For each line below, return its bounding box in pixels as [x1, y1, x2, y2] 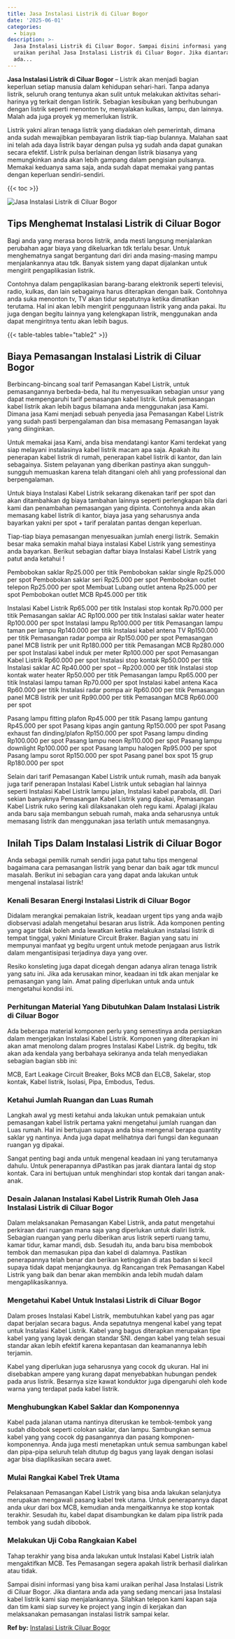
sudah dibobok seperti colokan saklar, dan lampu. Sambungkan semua [7, 1425, 211, 1433]
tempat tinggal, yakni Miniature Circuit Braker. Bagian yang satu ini [7, 934, 199, 942]
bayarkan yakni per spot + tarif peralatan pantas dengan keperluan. [7, 519, 202, 527]
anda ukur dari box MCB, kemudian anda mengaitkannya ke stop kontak [7, 1503, 215, 1512]
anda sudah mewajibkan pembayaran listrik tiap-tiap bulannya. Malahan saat [7, 133, 229, 141]
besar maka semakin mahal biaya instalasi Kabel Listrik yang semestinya [7, 540, 216, 548]
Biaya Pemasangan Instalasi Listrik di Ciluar [7, 351, 201, 363]
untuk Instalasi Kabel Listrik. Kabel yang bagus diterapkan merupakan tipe [7, 1326, 221, 1335]
